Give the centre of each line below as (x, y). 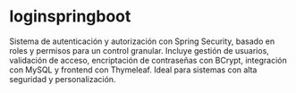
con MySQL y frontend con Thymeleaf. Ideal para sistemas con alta (133, 70)
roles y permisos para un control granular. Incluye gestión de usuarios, (140, 50)
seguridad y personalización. (63, 79)
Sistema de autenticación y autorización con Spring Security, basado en (142, 41)
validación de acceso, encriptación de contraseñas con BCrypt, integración (148, 60)
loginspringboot (70, 17)
